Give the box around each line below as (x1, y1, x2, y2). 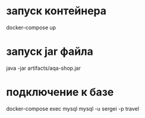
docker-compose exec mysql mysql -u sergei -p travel (6, 105, 140, 112)
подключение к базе (6, 85, 114, 99)
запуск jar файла (6, 45, 94, 58)
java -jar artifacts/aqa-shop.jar (6, 64, 81, 72)
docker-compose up (6, 24, 56, 31)
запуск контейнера (6, 4, 107, 18)
